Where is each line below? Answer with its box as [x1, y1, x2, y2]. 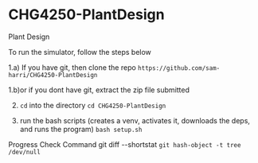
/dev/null [8, 148, 41, 156]
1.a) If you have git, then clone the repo [8, 62, 137, 72]
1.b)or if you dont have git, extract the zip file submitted [8, 85, 190, 95]
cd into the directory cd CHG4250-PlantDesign [19, 100, 166, 110]
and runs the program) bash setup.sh [19, 124, 143, 134]
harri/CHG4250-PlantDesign [8, 71, 98, 79]
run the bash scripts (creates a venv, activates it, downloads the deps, [19, 115, 251, 125]
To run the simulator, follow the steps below [8, 47, 151, 56]
